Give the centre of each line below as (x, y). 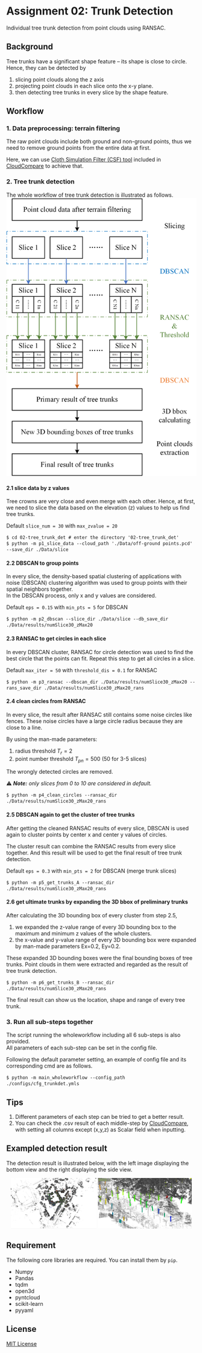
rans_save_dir (24, 688)
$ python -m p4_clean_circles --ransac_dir (62, 795)
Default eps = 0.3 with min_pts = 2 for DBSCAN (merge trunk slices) (91, 871)
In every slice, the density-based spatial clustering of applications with (94, 576)
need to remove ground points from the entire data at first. (79, 148)
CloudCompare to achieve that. (45, 166)
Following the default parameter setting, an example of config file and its (96, 1060)
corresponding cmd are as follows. (49, 1066)
